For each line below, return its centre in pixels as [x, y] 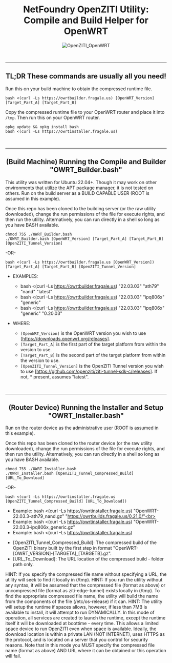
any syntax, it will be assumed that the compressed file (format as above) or [85, 585]
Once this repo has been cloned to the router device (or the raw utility [79, 443]
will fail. [13, 656]
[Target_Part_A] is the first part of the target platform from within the [93, 344]
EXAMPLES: [25, 276]
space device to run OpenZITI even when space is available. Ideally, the [81, 629]
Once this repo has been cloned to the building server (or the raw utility [81, 208]
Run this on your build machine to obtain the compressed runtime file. [79, 89]
